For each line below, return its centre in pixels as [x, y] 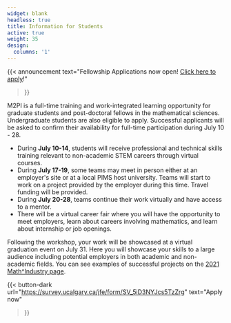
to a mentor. [34, 207]
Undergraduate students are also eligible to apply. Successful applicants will [115, 120]
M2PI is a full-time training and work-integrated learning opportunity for [109, 105]
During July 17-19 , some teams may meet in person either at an [107, 170]
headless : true [29, 20]
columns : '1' [32, 52]
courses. [30, 163]
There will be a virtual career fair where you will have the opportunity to [119, 213]
